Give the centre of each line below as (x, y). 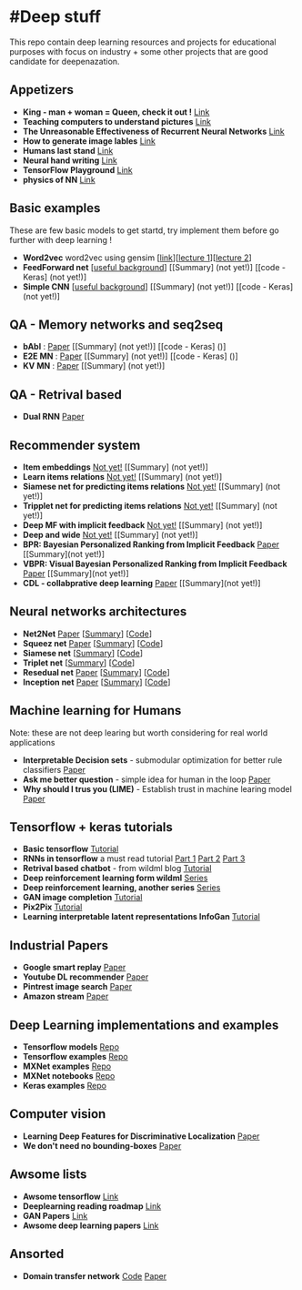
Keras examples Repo (65, 1086)
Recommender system (75, 445)
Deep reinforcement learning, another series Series (121, 888)
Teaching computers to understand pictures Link (117, 121)
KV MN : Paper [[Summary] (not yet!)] (94, 366)
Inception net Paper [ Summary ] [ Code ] (96, 682)
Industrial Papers (59, 945)
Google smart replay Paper (74, 968)
